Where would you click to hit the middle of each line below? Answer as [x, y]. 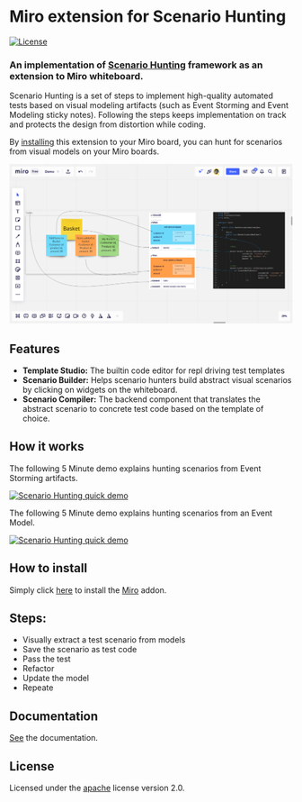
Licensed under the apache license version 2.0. [97, 788]
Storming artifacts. [44, 478]
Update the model [56, 679]
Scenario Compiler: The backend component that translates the [141, 399]
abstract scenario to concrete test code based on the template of [143, 409]
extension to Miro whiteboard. [76, 76]
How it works [47, 447]
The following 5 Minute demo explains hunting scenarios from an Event [141, 513]
